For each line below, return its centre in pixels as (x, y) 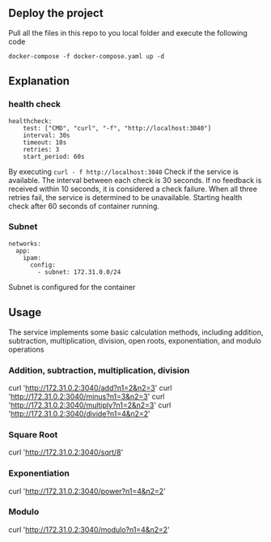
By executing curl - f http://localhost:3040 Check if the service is (123, 171)
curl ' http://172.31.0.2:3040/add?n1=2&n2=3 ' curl (90, 387)
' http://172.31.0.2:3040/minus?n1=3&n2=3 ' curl (87, 396)
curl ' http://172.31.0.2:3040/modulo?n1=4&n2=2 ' (89, 529)
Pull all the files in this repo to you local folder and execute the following (128, 32)
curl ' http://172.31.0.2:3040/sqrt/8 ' (66, 452)
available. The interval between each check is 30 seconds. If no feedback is (135, 180)
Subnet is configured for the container (72, 287)
